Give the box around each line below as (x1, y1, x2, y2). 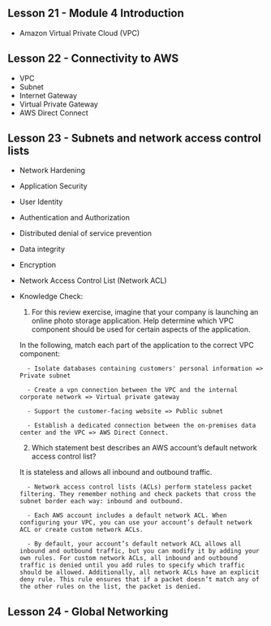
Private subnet (19, 372, 71, 380)
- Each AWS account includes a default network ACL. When (27, 511, 227, 519)
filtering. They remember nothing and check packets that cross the (19, 490, 256, 498)
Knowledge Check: (19, 292, 84, 302)
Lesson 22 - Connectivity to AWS (7, 52, 179, 66)
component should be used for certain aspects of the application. (31, 324, 251, 334)
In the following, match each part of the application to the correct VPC (19, 341, 255, 350)
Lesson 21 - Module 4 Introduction (7, 7, 184, 20)
